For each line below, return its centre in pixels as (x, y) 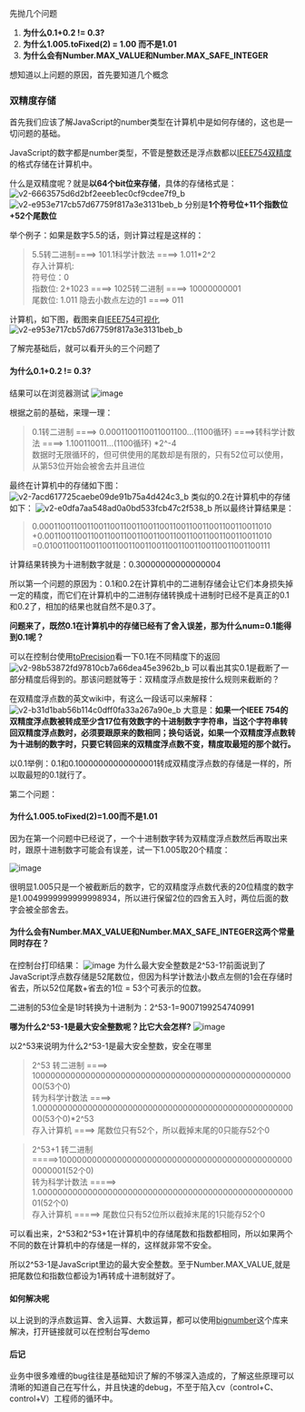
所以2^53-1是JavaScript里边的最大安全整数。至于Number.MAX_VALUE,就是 (150, 1264)
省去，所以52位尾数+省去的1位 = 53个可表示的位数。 (108, 988)
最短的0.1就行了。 (58, 774)
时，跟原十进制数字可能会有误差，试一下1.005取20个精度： (120, 850)
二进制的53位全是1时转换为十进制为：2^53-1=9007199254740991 (132, 1007)
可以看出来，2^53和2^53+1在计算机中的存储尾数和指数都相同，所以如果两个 (151, 1233)
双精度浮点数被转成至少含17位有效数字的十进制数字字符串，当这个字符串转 (149, 721)
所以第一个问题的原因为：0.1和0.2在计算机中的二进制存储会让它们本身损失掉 (152, 583)
